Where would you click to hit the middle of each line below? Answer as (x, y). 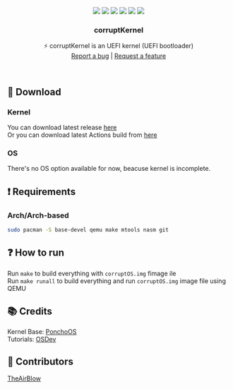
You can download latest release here (62, 127)
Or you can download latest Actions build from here (82, 135)
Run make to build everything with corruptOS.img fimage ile (92, 273)
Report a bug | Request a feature (119, 56)
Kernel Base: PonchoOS (42, 332)
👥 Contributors (41, 361)
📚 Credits (30, 312)
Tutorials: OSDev (32, 340)
